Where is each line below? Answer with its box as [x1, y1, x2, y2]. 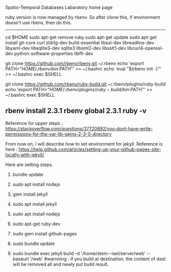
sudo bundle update [12, 240, 55, 247]
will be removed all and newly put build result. [12, 261, 109, 267]
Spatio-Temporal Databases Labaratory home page [5, 5, 113, 10]
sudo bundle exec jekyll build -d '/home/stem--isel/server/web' [12, 250, 146, 256]
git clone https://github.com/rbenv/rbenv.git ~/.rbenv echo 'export [5, 61, 144, 66]
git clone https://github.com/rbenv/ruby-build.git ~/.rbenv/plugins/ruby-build [5, 81, 166, 87]
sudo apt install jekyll [12, 201, 57, 207]
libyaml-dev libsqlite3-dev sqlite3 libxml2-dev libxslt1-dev [5, 45, 126, 51]
